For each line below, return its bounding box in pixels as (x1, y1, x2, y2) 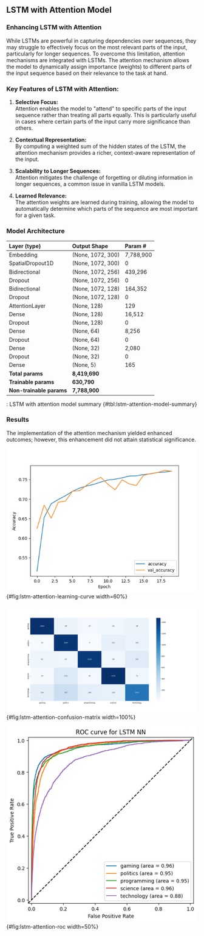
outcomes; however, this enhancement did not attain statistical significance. (6, 436, 196, 443)
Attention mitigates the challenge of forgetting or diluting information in (15, 174, 193, 181)
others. (15, 124, 33, 132)
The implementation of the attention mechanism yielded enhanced (6, 429, 172, 436)
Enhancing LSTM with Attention (6, 23, 102, 32)
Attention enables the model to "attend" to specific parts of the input (15, 105, 187, 112)
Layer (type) (8, 242, 41, 249)
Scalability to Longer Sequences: (15, 167, 101, 174)
